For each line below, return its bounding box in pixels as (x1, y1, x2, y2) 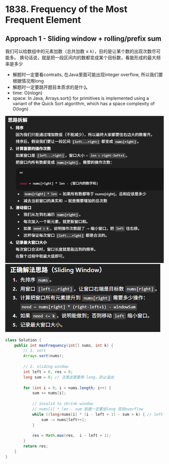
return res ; (23, 444, 49, 449)
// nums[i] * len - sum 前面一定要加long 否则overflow (32, 407, 143, 412)
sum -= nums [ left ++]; (41, 417, 87, 422)
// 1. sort (23, 348, 46, 353)
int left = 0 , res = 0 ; (23, 369, 73, 374)
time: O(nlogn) (12, 90, 43, 96)
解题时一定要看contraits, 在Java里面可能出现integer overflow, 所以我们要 (12, 72, 163, 78)
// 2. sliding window (23, 364, 69, 369)
